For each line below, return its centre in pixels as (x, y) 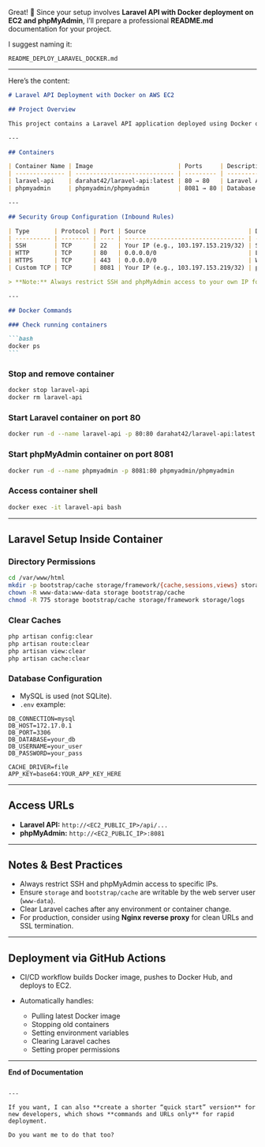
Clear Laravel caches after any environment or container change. (125, 909)
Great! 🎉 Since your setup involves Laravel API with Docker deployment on (131, 12)
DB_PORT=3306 (30, 732)
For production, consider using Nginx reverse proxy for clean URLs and (136, 917)
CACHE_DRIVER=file (38, 767)
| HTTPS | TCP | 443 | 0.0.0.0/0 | (130, 260)
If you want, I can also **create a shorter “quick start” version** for (132, 1108)
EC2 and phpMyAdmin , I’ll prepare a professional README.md (111, 21)
